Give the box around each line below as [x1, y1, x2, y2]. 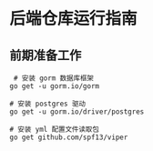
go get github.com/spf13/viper [9, 133, 128, 142]
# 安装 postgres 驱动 [9, 99, 87, 108]
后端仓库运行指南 [9, 8, 138, 29]
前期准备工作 [9, 47, 82, 63]
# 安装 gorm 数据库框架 [13, 74, 94, 83]
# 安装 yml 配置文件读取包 [9, 125, 100, 134]
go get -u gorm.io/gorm [9, 82, 100, 91]
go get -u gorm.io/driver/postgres [9, 107, 145, 116]
